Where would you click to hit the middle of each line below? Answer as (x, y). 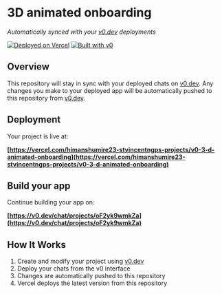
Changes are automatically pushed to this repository (91, 276)
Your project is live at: (38, 136)
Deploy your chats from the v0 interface (74, 269)
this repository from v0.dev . (46, 98)
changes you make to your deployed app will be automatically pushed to (110, 90)
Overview (29, 67)
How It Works (37, 245)
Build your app (39, 186)
